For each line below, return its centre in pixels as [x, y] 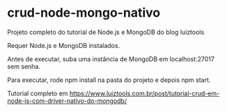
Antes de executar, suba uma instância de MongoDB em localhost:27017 [111, 59]
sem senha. [24, 66]
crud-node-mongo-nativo [84, 13]
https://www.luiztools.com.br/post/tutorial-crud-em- [144, 93]
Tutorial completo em [38, 93]
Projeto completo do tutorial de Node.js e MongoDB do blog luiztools [106, 32]
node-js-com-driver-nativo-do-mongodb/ [67, 101]
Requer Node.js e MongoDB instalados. [64, 45]
